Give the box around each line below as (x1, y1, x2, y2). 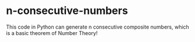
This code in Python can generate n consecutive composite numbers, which (6, 23, 190, 30)
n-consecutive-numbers (6, 4, 128, 17)
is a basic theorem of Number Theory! (6, 29, 98, 36)
